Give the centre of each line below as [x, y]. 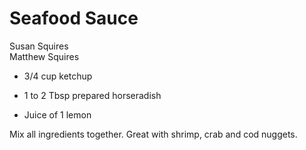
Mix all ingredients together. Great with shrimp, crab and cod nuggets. [153, 134]
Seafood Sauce [74, 18]
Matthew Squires [44, 56]
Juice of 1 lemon [57, 114]
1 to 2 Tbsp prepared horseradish [92, 95]
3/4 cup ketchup [58, 76]
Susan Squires [39, 46]
